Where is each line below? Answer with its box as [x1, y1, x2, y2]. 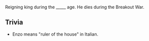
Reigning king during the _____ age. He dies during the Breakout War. [5, 4, 145, 10]
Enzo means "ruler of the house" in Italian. [12, 31, 99, 37]
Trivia [5, 18, 23, 26]
